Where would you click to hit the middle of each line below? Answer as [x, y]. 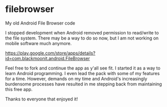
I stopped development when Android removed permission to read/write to [82, 32]
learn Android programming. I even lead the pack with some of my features [82, 73]
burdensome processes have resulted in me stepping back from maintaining [84, 84]
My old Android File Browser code [40, 23]
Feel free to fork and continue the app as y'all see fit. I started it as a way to [83, 68]
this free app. [19, 89]
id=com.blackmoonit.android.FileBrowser [47, 58]
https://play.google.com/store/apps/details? [50, 53]
